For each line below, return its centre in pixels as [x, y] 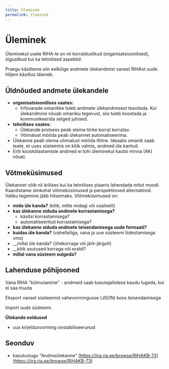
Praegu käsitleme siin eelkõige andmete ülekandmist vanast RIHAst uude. [82, 69]
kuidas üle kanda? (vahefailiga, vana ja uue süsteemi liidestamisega [84, 233]
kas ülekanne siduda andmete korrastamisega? [64, 211]
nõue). [19, 157]
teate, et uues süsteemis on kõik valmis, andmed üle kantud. [76, 146]
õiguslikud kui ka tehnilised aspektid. [44, 59]
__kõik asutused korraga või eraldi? [49, 249]
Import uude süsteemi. [29, 307]
